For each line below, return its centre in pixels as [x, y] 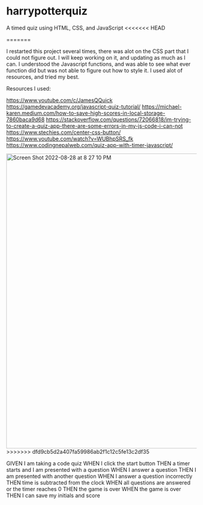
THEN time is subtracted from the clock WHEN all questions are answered [98, 482]
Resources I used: [29, 88]
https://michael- [162, 106]
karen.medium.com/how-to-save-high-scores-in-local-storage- [86, 113]
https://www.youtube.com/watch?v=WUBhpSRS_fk [70, 138]
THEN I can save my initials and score [53, 495]
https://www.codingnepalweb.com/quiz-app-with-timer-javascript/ [90, 145]
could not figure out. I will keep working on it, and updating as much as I [96, 57]
